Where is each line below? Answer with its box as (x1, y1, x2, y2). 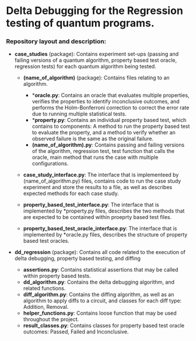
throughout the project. (23, 316, 79, 323)
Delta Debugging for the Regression (6, 4, 184, 18)
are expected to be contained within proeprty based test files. (23, 214, 172, 221)
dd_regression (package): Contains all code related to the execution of (14, 249, 185, 256)
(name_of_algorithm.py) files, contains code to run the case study (23, 178, 181, 185)
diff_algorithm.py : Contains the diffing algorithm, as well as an (23, 291, 174, 298)
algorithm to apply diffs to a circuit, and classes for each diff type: (23, 297, 182, 304)
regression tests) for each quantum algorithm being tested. (14, 63, 156, 70)
